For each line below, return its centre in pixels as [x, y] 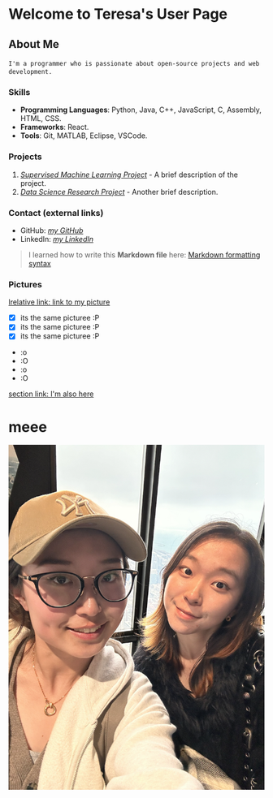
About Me [34, 44]
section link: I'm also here [51, 394]
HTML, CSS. [41, 119]
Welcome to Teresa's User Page [118, 14]
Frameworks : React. [54, 127]
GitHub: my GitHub [52, 230]
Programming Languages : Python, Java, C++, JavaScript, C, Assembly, [141, 110]
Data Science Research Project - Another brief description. [119, 192]
